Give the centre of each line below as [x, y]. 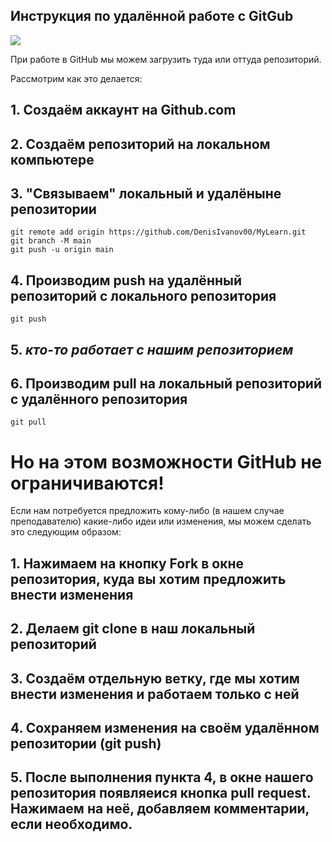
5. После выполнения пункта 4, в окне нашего [162, 777]
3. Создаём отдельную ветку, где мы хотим [155, 678]
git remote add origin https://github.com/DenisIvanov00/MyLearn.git [158, 232]
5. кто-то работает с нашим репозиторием [152, 349]
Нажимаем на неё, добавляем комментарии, [160, 809]
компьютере [52, 159]
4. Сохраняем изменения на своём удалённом [165, 727]
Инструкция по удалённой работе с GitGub [152, 16]
